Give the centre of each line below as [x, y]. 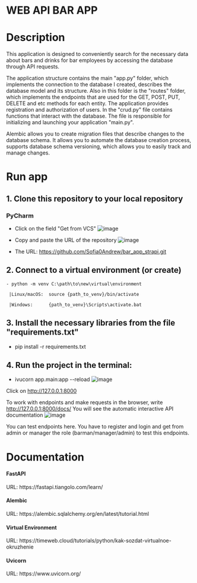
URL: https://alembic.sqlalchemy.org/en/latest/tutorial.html [78, 514]
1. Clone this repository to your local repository [95, 199]
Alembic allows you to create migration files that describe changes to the [96, 134]
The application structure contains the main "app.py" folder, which [88, 78]
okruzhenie [20, 547]
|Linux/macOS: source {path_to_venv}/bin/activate [74, 294]
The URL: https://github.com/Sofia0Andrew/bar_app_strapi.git [90, 251]
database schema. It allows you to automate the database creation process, [99, 140]
